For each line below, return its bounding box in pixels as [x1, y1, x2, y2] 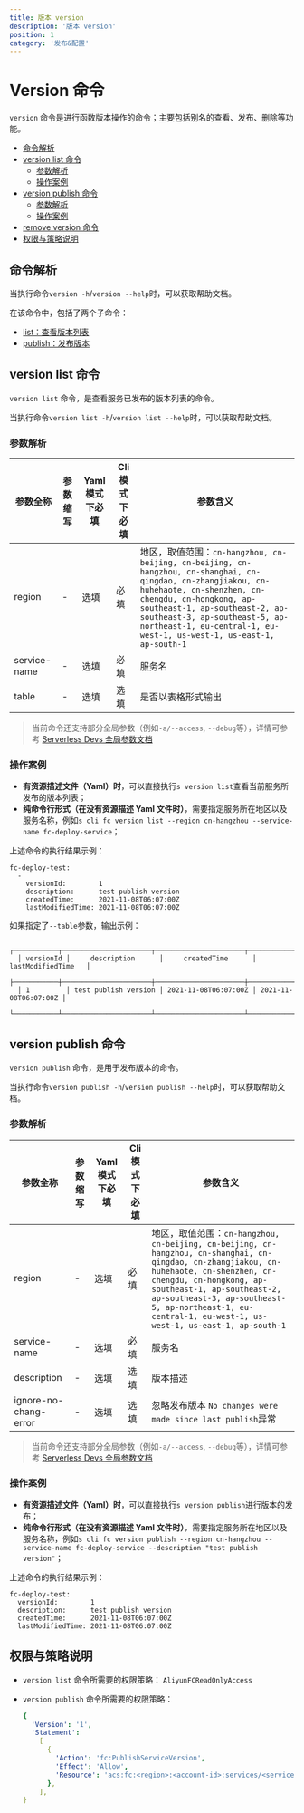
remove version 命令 [22, 222, 100, 233]
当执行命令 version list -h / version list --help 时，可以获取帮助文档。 [9, 411, 278, 422]
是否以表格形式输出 [139, 690, 223, 703]
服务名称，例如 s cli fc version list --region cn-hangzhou [22, 815, 249, 825]
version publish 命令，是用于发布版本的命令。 [9, 1062, 184, 1074]
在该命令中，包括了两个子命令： [9, 307, 128, 318]
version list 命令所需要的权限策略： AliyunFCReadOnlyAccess [22, 1673, 253, 1685]
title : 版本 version [9, 13, 84, 23]
